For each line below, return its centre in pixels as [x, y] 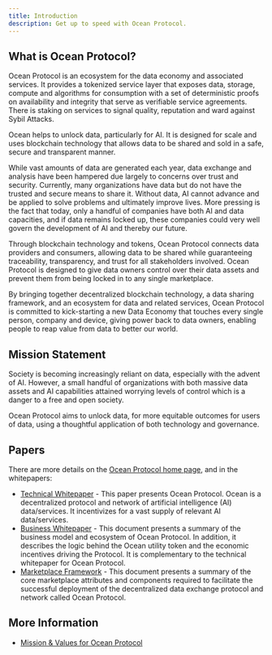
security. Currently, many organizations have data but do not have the [125, 185]
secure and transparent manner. [62, 152]
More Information [54, 623]
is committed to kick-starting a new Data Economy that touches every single [136, 312]
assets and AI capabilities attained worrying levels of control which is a [127, 392]
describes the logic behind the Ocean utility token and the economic [134, 545]
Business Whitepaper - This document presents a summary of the [130, 528]
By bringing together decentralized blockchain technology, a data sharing [131, 294]
